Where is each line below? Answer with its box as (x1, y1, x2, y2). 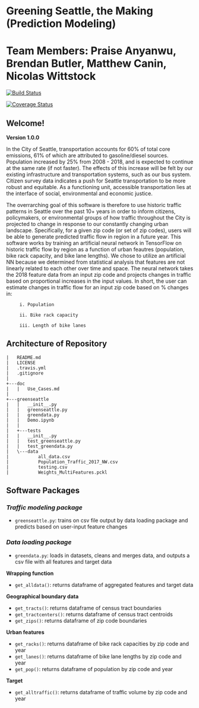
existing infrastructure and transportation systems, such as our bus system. (6, 171, 191, 178)
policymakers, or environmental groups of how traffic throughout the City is (6, 214, 191, 221)
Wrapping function (6, 570, 54, 577)
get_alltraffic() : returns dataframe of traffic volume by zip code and (14, 688, 187, 695)
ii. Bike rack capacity (19, 312, 78, 318)
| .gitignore (6, 370, 44, 376)
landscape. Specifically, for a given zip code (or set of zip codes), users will (6, 227, 192, 234)
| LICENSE (6, 360, 36, 366)
